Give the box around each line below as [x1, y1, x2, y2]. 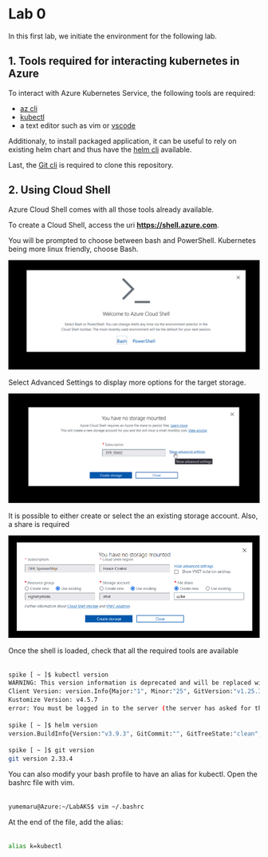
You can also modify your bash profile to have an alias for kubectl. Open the [8, 769, 258, 779]
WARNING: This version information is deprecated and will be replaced [8, 679, 251, 688]
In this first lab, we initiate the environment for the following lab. [8, 31, 218, 41]
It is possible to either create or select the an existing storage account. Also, [8, 511, 258, 520]
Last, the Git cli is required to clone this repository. [8, 160, 174, 169]
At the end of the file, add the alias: [8, 817, 124, 827]
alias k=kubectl [8, 842, 62, 850]
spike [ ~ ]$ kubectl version [8, 671, 109, 679]
